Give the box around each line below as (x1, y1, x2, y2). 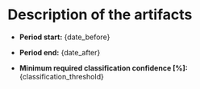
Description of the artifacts (7, 6, 193, 24)
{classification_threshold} (19, 71, 104, 81)
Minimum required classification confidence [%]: (19, 63, 189, 73)
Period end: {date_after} (19, 47, 101, 57)
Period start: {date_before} (19, 32, 110, 42)
